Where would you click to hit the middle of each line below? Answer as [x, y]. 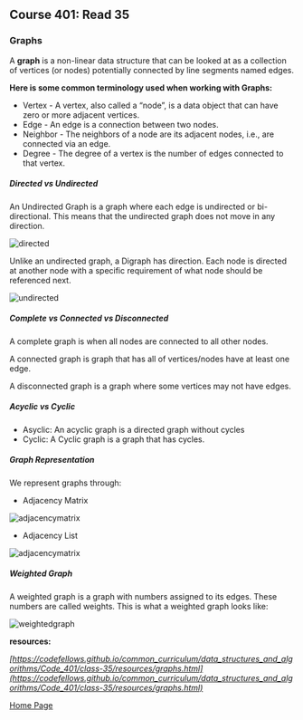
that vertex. [44, 163]
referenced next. [40, 280]
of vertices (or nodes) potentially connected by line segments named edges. [151, 70]
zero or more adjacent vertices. [81, 115]
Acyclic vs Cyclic [42, 407]
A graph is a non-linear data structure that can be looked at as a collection [148, 60]
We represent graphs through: [66, 483]
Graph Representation [52, 460]
